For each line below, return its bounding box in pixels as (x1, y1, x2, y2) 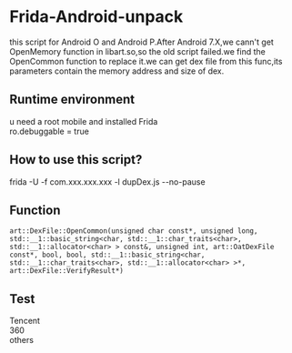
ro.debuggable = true (9, 126, 89, 136)
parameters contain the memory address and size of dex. (9, 66, 225, 76)
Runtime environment (9, 92, 135, 107)
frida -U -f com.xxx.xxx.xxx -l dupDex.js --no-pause (9, 176, 206, 187)
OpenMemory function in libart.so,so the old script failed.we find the (9, 45, 266, 56)
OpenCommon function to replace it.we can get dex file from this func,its (9, 55, 283, 66)
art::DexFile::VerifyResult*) (9, 267, 125, 276)
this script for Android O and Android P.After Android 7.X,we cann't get (9, 36, 275, 47)
